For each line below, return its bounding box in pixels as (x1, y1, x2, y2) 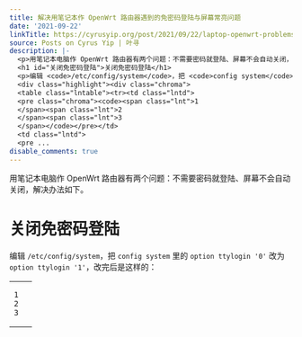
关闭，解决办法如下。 (9, 183, 88, 194)
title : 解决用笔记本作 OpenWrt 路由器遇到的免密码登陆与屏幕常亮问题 (9, 13, 241, 22)
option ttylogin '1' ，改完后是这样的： (9, 262, 157, 272)
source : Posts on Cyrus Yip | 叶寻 (9, 38, 140, 48)
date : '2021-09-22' (9, 22, 83, 31)
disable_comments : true (9, 146, 99, 155)
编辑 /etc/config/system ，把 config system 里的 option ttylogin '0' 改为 (9, 250, 285, 261)
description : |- (9, 47, 70, 56)
